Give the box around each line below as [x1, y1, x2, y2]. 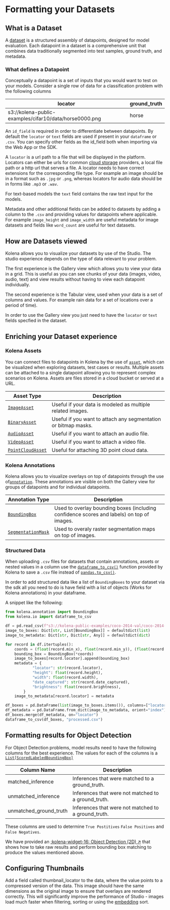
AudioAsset [8, 431, 34, 436]
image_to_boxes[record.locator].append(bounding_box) [14, 656, 130, 661]
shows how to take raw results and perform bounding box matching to [5, 844, 152, 850]
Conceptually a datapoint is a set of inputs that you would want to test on [5, 78, 158, 84]
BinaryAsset [8, 419, 37, 425]
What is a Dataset [5, 24, 62, 32]
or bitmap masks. [51, 422, 93, 429]
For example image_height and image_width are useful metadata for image [5, 217, 159, 223]
